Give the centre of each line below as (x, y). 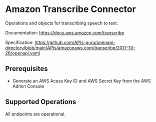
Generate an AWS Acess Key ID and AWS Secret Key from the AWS (82, 80)
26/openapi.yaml (22, 53)
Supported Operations (41, 102)
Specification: (19, 42)
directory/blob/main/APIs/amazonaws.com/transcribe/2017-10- (70, 47)
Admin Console (28, 86)
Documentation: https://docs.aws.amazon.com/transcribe (65, 32)
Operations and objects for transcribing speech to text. (62, 23)
